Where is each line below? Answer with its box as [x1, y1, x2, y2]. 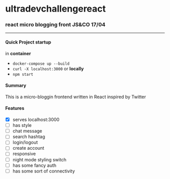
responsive [12, 151, 36, 157]
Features [5, 105, 24, 111]
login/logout [12, 140, 38, 146]
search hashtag [12, 133, 46, 140]
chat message [12, 128, 42, 134]
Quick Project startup [5, 39, 52, 46]
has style [12, 122, 32, 128]
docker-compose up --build [12, 61, 70, 66]
